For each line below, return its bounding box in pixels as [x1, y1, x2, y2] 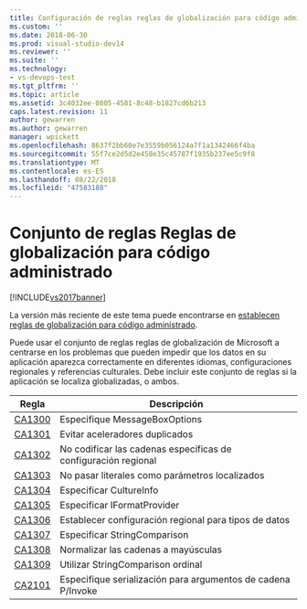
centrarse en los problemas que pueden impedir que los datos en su [9, 347, 267, 358]
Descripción [149, 398, 204, 411]
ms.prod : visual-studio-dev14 [9, 38, 125, 48]
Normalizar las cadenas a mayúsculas [58, 543, 222, 556]
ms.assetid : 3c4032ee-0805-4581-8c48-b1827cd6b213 [9, 98, 206, 108]
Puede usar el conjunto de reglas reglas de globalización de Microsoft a [9, 337, 281, 348]
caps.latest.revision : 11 [9, 107, 108, 116]
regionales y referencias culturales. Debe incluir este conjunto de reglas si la [9, 367, 297, 378]
